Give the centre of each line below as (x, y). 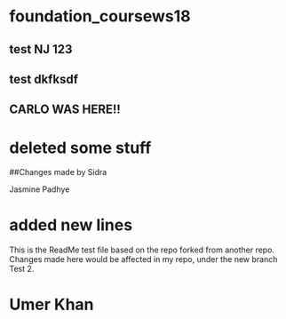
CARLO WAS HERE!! (65, 110)
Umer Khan (52, 305)
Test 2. (22, 269)
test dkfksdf (44, 79)
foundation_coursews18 (100, 16)
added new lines (71, 225)
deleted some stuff (80, 148)
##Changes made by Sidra (58, 172)
